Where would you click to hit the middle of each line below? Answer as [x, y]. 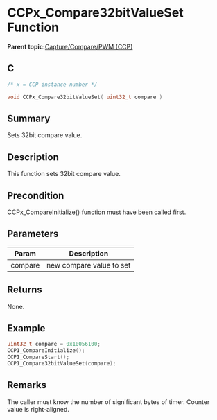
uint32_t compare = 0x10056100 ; [54, 344]
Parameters [33, 234]
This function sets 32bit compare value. [64, 174]
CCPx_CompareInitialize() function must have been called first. [97, 212]
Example [26, 328]
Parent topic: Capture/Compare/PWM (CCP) [70, 46]
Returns [25, 290]
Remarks [27, 385]
